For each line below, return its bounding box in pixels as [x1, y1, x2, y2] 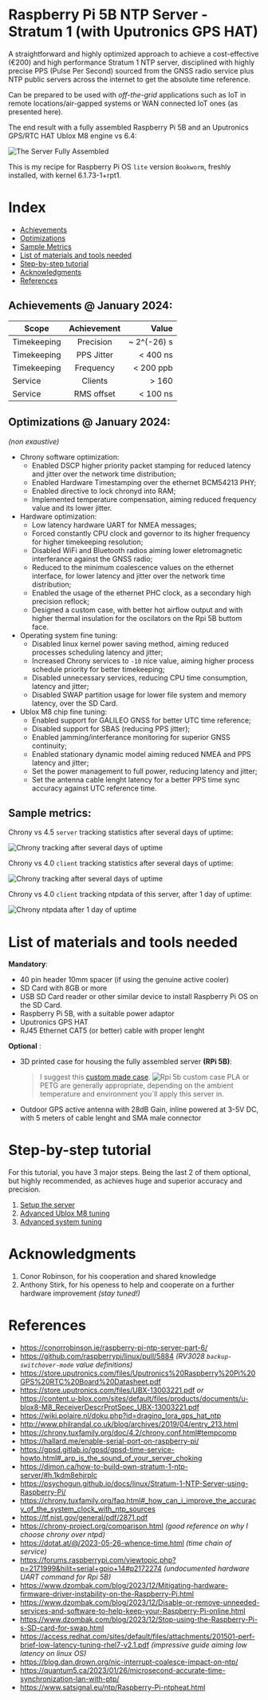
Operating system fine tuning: [19, 630, 118, 640]
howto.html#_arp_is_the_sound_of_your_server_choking [19, 1453, 203, 1463]
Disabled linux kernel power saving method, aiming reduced [31, 639, 229, 648]
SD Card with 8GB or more [19, 983, 108, 993]
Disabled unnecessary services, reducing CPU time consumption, [31, 673, 248, 683]
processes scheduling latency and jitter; [31, 647, 164, 657]
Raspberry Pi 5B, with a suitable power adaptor [19, 1009, 175, 1018]
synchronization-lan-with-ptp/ [19, 1674, 120, 1684]
